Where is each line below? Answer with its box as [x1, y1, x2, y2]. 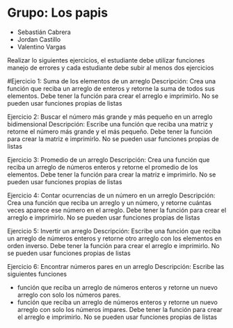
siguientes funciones [7, 270, 67, 278]
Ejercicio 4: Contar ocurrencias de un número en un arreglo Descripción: [7, 191, 216, 199]
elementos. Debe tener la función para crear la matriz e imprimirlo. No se [7, 170, 216, 179]
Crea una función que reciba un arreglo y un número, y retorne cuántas [7, 198, 212, 206]
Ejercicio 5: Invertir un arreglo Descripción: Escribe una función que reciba [7, 227, 221, 235]
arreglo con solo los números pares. [17, 290, 121, 299]
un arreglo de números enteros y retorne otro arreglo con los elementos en [7, 234, 223, 243]
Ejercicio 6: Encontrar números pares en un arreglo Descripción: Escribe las [7, 262, 225, 270]
